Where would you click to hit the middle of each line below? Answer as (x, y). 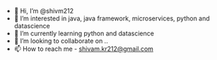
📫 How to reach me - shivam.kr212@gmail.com (84, 49)
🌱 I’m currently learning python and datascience (84, 33)
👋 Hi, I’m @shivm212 (44, 11)
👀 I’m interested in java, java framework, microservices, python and (112, 18)
